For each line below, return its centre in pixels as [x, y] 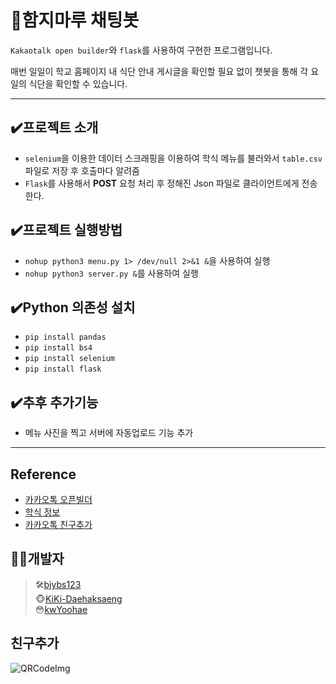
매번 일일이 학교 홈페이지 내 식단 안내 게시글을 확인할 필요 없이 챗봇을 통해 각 [159, 71]
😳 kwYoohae [61, 609]
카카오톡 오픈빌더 [58, 499]
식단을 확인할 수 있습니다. [78, 83]
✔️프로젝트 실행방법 [66, 230]
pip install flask [63, 369]
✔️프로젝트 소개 [54, 127]
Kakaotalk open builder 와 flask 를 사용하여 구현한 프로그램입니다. [141, 50]
